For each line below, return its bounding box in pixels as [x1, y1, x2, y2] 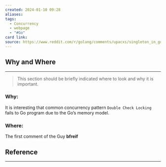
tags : [5, 16, 16, 21]
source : [5, 40, 21, 45]
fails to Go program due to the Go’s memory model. [5, 110, 110, 115]
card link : [5, 35, 28, 40]
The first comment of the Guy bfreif [5, 133, 78, 139]
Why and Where [5, 58, 56, 66]
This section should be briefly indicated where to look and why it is [17, 75, 154, 82]
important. [17, 81, 39, 87]
